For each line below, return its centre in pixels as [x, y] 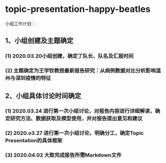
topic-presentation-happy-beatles [78, 9]
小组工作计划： [20, 23]
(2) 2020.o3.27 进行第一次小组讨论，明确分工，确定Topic [75, 133]
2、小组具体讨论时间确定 [43, 96]
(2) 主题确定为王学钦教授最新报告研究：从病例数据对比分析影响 [81, 71]
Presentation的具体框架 [34, 141]
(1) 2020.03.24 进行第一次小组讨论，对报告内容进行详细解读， [80, 111]
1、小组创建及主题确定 [39, 41]
